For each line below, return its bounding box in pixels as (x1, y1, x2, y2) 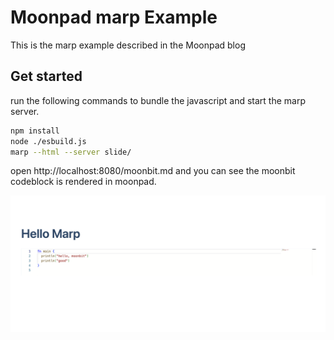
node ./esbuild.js (10, 136, 87, 146)
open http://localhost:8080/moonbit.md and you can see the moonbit (10, 165, 296, 177)
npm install (10, 126, 60, 136)
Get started (10, 68, 83, 85)
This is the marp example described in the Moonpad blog (10, 39, 246, 51)
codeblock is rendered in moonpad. (10, 176, 157, 188)
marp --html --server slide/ (10, 147, 132, 157)
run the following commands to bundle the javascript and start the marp (10, 94, 306, 106)
